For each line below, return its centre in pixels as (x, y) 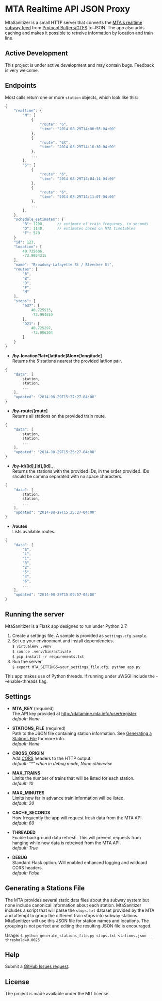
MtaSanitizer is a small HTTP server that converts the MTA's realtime (74, 22)
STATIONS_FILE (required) (39, 728)
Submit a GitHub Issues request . (37, 966)
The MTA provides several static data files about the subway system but (77, 900)
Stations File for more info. (39, 738)
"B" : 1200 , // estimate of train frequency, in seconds (86, 224)
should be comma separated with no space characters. (67, 476)
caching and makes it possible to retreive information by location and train (79, 33)
